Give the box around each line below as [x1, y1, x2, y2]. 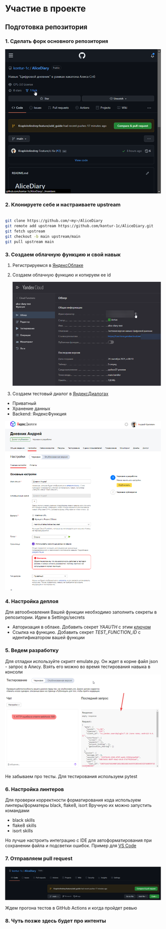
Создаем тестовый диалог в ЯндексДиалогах [12, 391, 109, 397]
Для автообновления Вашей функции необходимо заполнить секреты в [5, 609, 157, 615]
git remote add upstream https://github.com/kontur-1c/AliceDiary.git [5, 224, 154, 229]
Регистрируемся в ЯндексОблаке [12, 262, 83, 268]
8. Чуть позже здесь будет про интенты [5, 917, 106, 924]
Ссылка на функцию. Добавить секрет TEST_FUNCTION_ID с [12, 629, 141, 635]
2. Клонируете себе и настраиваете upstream [5, 201, 121, 208]
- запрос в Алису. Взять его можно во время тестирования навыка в [5, 664, 151, 669]
